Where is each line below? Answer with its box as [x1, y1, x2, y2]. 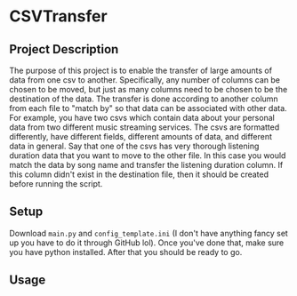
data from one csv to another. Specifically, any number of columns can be [9, 75, 280, 85]
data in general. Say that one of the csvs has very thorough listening [9, 140, 260, 151]
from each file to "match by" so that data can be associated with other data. [9, 103, 287, 113]
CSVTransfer [9, 6, 108, 27]
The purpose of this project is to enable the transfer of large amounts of [9, 65, 273, 76]
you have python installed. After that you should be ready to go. [9, 246, 243, 257]
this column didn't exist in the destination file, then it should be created [9, 169, 269, 180]
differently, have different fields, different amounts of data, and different [9, 132, 273, 141]
